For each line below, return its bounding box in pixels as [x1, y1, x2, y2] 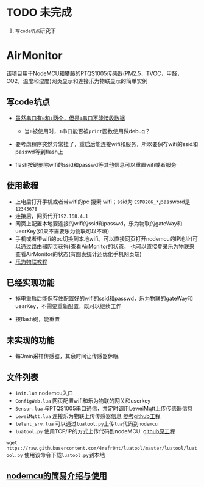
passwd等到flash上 [15, 148, 64, 155]
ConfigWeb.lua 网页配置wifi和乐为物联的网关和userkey [15, 397, 151, 404]
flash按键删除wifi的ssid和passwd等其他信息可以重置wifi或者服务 [15, 161, 177, 168]
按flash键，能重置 [15, 315, 60, 323]
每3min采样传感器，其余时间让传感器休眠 [15, 353, 119, 360]
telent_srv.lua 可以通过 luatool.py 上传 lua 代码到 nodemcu [15, 420, 158, 427]
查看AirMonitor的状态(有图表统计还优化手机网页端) [15, 250, 142, 257]
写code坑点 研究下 [15, 27, 57, 34]
